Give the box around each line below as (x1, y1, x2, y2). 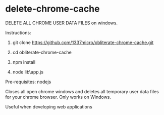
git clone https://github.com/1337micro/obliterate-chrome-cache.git (12, 39, 154, 46)
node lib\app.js (12, 69, 44, 75)
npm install (12, 59, 36, 65)
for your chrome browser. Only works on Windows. (5, 94, 112, 100)
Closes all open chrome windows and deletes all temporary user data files (5, 88, 159, 94)
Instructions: (5, 29, 31, 35)
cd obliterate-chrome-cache (12, 49, 72, 55)
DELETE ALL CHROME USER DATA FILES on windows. (5, 20, 118, 26)
